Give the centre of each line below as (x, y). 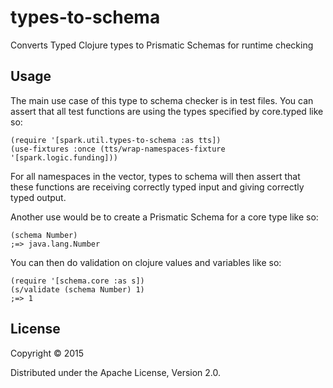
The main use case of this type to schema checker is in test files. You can (162, 100)
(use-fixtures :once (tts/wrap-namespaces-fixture (118, 149)
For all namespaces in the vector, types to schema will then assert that (155, 176)
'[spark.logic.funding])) (64, 157)
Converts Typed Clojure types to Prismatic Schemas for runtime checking (162, 45)
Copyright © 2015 (47, 353)
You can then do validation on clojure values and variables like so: (146, 262)
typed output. (38, 197)
